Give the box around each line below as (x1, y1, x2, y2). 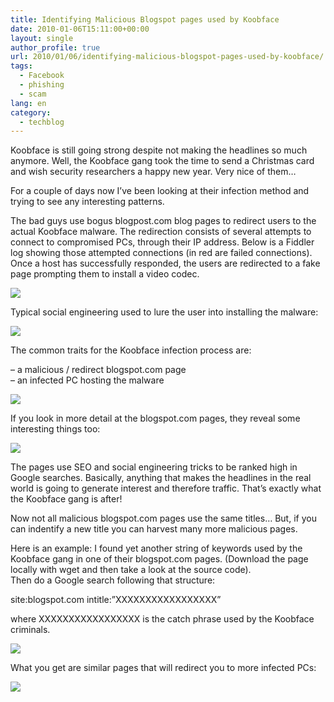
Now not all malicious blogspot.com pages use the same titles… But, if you (10, 512, 317, 525)
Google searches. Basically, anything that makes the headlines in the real (10, 472, 312, 484)
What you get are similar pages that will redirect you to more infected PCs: (10, 662, 317, 674)
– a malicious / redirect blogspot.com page (10, 364, 187, 376)
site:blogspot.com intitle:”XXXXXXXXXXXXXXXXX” (10, 594, 222, 606)
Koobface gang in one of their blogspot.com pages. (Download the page (10, 553, 309, 565)
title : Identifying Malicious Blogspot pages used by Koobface (10, 14, 280, 25)
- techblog (19, 117, 65, 127)
